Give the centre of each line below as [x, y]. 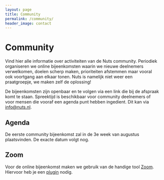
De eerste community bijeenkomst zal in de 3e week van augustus [72, 134]
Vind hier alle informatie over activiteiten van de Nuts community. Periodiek [81, 61]
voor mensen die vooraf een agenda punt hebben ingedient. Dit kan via [77, 102]
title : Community [23, 14]
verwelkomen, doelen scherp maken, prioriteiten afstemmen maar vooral [79, 72]
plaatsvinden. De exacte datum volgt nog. [47, 140]
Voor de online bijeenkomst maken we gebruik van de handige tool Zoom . [80, 167]
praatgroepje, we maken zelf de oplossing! [48, 82]
